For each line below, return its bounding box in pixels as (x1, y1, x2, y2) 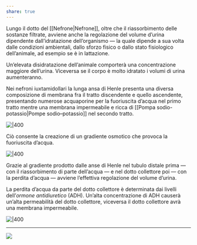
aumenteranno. (6, 73, 43, 80)
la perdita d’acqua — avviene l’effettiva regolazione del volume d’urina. (6, 174, 177, 181)
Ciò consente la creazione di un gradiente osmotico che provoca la (6, 133, 168, 140)
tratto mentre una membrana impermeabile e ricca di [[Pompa (6, 103, 156, 110)
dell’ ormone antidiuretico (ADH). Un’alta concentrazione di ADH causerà (6, 192, 181, 199)
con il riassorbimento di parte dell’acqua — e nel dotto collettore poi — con (6, 168, 187, 175)
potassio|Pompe (6, 110, 46, 117)
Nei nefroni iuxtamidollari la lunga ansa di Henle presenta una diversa (6, 85, 174, 92)
